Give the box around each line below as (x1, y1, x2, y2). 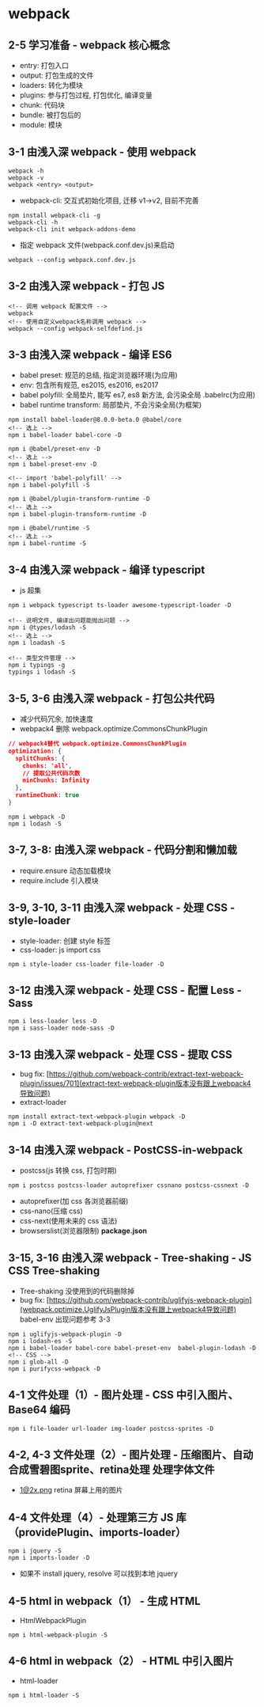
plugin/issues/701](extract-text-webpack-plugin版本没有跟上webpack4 (19, 1079, 251, 1088)
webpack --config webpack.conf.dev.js (8, 256, 136, 264)
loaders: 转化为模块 (19, 81, 83, 89)
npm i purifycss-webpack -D (8, 1364, 101, 1373)
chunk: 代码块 (19, 101, 66, 109)
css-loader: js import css (19, 945, 101, 954)
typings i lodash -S (8, 668, 77, 677)
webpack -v (8, 173, 44, 182)
